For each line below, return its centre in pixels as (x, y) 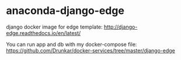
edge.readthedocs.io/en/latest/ (43, 33)
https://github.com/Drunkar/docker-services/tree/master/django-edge (90, 50)
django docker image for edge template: (55, 27)
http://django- (121, 27)
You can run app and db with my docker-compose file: (72, 44)
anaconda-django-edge (65, 11)
